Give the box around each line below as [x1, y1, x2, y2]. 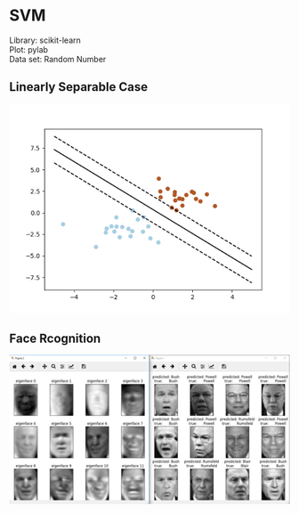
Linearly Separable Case [9, 79, 149, 94]
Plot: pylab [9, 44, 49, 54]
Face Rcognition [9, 330, 101, 346]
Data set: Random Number [9, 53, 107, 64]
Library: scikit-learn [9, 35, 82, 45]
